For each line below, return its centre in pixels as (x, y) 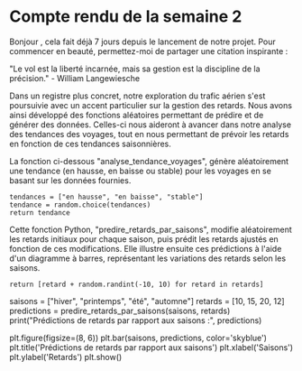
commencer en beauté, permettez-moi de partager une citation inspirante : (149, 51)
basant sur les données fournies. (70, 180)
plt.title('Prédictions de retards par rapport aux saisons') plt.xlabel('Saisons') (151, 347)
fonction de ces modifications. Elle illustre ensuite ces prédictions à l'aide (146, 248)
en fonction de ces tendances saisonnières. (90, 144)
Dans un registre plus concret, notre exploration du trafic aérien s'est (137, 96)
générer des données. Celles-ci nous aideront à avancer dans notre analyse (150, 125)
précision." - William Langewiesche (75, 78)
